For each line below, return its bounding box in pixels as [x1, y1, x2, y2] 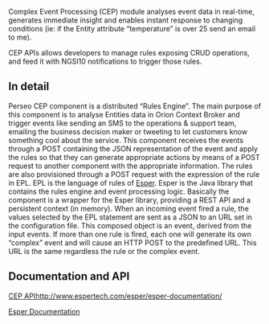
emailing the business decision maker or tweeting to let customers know [8, 126, 247, 136]
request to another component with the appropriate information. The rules [8, 161, 253, 170]
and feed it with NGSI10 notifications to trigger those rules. [8, 56, 202, 66]
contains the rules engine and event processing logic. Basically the [8, 187, 230, 196]
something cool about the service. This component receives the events [8, 135, 243, 145]
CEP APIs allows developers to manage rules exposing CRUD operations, [8, 48, 251, 57]
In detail [8, 80, 50, 93]
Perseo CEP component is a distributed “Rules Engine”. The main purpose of [8, 100, 262, 111]
